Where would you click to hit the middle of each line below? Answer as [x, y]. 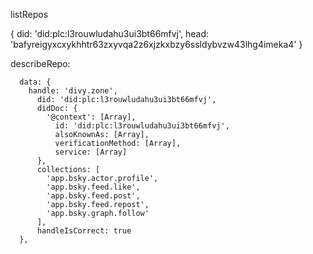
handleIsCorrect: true [84, 231]
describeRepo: [40, 63]
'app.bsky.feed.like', [93, 187]
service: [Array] [91, 152]
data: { [35, 82]
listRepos [29, 14]
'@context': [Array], [91, 117]
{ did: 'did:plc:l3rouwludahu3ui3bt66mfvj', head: [110, 33]
